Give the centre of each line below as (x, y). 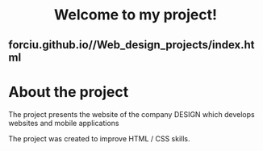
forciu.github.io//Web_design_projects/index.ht (132, 45)
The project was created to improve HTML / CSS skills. (100, 138)
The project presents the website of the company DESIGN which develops (132, 114)
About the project (69, 92)
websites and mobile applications (64, 123)
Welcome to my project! (136, 15)
